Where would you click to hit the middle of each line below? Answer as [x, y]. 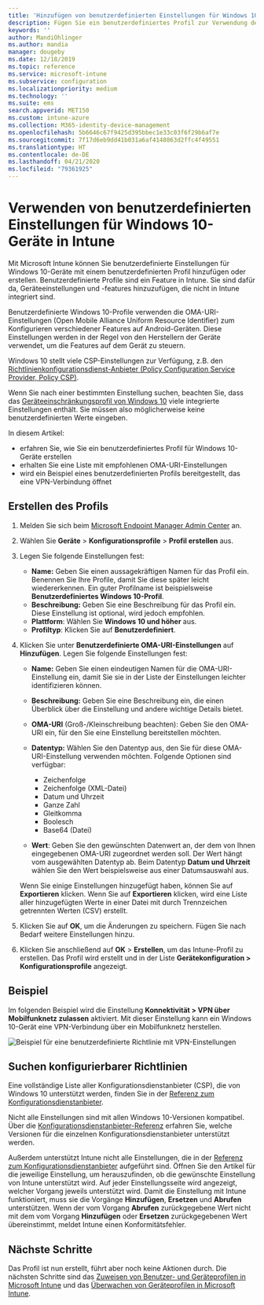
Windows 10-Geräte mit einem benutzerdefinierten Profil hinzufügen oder [127, 272]
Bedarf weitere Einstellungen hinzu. [77, 934]
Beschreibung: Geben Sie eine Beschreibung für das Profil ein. [133, 604]
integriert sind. [32, 297]
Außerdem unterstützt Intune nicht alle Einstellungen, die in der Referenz [126, 1158]
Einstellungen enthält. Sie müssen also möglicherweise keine [107, 409]
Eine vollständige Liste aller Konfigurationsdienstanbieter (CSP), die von [125, 1085]
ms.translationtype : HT [47, 147]
